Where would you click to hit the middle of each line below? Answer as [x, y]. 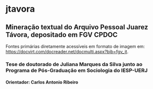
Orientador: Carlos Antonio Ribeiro [42, 82]
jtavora [20, 9]
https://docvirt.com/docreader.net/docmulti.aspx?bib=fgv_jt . [67, 52]
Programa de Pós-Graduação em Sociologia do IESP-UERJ [76, 70]
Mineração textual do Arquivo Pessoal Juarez [77, 27]
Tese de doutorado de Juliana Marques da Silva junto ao [74, 64]
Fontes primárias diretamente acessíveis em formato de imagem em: [75, 46]
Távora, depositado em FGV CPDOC [62, 34]
